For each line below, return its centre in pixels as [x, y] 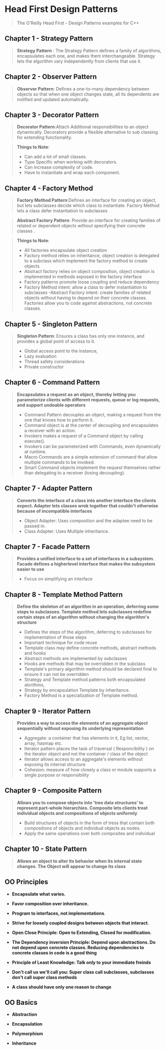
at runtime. [35, 452]
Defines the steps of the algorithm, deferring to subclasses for [88, 632]
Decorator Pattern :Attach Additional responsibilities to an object [83, 127]
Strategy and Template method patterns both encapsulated [85, 679]
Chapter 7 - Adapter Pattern [48, 488]
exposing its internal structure [55, 764]
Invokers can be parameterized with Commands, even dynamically [92, 446]
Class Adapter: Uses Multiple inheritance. [67, 531]
